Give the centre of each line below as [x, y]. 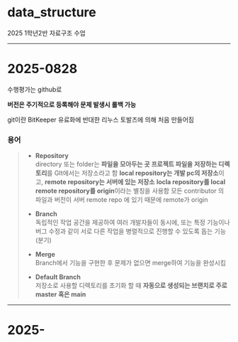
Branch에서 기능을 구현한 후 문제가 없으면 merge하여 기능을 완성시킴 [131, 263]
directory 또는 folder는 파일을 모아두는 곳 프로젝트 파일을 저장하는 [126, 164]
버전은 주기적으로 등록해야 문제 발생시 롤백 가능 [72, 105]
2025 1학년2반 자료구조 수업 [47, 33]
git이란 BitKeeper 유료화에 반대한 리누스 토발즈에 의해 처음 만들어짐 [101, 119]
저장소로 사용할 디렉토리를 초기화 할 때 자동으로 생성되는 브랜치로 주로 [131, 286]
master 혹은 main [61, 294]
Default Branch [58, 277]
